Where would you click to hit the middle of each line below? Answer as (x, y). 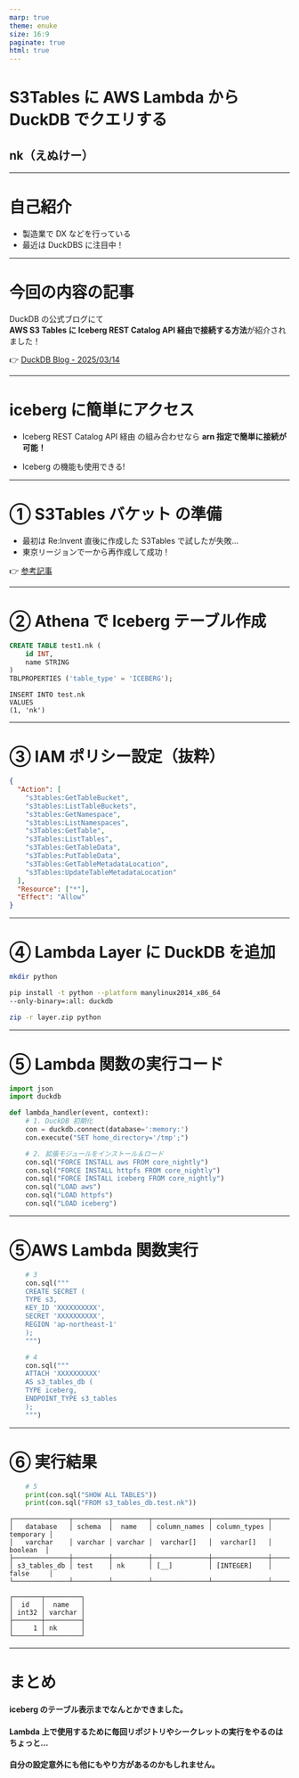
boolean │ (29, 1551)
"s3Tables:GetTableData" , (73, 848)
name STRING (47, 662)
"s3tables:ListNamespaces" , (77, 823)
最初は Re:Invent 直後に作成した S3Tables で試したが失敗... (130, 540)
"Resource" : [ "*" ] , (53, 889)
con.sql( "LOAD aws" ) (63, 1187)
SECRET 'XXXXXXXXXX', (65, 1316)
